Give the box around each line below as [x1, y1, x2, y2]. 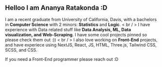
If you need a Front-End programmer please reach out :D [5, 56, 119, 62]
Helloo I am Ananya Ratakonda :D [5, 4, 108, 12]
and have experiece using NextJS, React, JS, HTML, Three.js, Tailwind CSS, [5, 42, 157, 47]
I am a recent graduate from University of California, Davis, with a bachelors [5, 16, 157, 22]
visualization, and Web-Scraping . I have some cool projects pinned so [5, 32, 147, 37]
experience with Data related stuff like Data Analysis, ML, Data [5, 26, 131, 33]
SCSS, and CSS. [5, 47, 38, 53]
